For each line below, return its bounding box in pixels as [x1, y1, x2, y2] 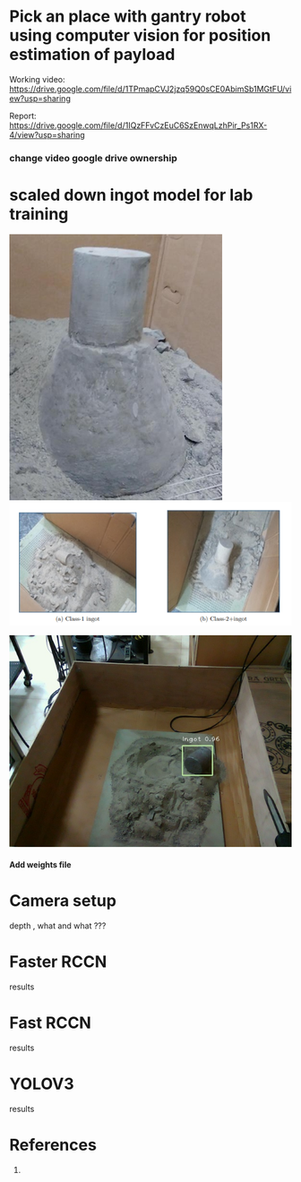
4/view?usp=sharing [9, 129, 85, 140]
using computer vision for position [9, 25, 271, 46]
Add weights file [9, 858, 72, 870]
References [9, 1135, 97, 1155]
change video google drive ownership [9, 151, 177, 164]
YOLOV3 [9, 1074, 74, 1094]
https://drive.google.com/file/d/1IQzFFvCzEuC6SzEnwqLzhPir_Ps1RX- [9, 119, 268, 131]
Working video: [9, 73, 65, 84]
